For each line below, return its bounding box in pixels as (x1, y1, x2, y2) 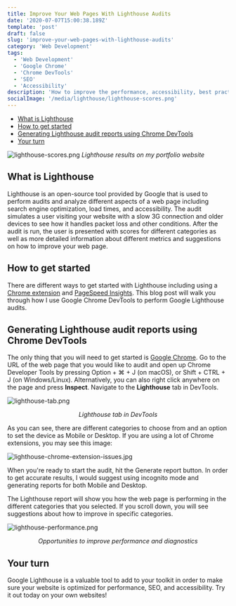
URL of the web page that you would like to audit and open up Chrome (7, 361, 211, 369)
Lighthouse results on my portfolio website (81, 150, 205, 159)
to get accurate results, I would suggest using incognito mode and (7, 474, 199, 482)
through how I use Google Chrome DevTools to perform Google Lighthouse (7, 296, 225, 304)
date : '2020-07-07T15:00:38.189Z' (7, 17, 109, 24)
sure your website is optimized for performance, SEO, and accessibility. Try (7, 584, 225, 592)
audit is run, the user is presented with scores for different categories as (7, 226, 216, 236)
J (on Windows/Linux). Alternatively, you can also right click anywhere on (7, 375, 220, 384)
